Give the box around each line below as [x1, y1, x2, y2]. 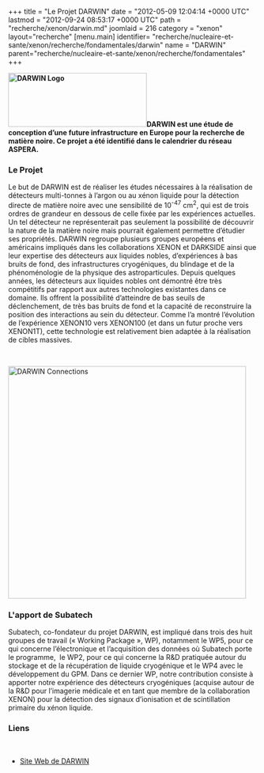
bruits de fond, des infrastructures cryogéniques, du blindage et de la [8, 259, 235, 268]
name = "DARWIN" [164, 40, 227, 50]
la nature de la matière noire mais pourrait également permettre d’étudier [8, 225, 245, 235]
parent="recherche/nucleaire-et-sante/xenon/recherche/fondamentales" [8, 49, 246, 58]
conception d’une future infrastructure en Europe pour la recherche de [8, 128, 245, 137]
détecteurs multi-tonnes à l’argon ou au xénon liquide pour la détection [8, 191, 239, 200]
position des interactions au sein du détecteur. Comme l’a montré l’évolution [8, 309, 255, 319]
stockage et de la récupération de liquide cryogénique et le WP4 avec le [8, 661, 243, 671]
